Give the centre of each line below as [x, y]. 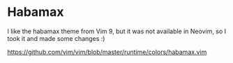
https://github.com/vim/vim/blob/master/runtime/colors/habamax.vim [107, 52]
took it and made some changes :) [56, 38]
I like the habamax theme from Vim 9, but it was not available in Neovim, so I [117, 31]
